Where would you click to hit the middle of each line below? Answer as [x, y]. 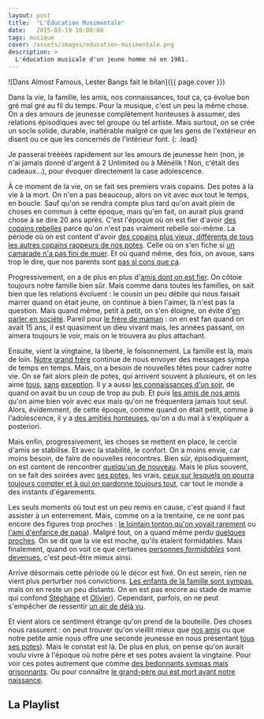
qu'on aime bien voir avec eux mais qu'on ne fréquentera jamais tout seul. [128, 401]
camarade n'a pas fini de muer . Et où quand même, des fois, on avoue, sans [131, 253]
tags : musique [32, 37]
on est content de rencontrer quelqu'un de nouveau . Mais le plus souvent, [128, 467]
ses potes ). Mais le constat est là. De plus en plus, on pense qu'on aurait [126, 646]
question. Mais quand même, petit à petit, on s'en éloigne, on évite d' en [124, 310]
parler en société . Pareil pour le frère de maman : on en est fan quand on [126, 319]
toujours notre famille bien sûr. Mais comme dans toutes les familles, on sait [131, 285]
